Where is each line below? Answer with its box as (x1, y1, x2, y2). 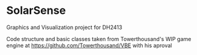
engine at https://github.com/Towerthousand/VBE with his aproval (6, 42, 173, 49)
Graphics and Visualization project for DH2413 (6, 24, 123, 31)
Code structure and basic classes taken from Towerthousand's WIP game (6, 35, 192, 42)
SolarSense (6, 4, 66, 18)
